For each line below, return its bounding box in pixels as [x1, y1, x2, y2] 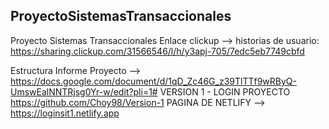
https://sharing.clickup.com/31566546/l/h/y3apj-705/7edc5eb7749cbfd [10, 45, 305, 57]
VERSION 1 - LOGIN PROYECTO [159, 85, 291, 98]
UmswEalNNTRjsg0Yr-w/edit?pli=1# [10, 85, 158, 98]
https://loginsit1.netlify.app [10, 107, 120, 119]
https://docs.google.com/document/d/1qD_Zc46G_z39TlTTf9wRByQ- [10, 75, 297, 87]
